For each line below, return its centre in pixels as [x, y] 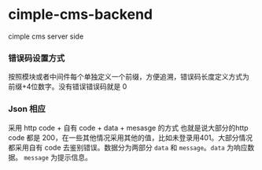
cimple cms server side [46, 36]
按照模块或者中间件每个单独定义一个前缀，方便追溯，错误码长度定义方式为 [129, 77]
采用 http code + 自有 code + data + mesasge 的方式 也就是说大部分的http [129, 128]
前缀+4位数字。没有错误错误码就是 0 [68, 87]
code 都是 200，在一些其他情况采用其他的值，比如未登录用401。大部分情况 [131, 137]
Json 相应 [27, 109]
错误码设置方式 [37, 58]
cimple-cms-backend [81, 15]
